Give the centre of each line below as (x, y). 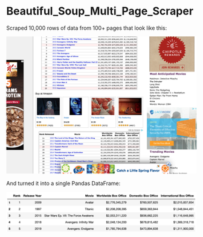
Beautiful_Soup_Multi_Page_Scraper (100, 11)
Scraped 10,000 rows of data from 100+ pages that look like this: (87, 28)
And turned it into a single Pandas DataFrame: (63, 183)
